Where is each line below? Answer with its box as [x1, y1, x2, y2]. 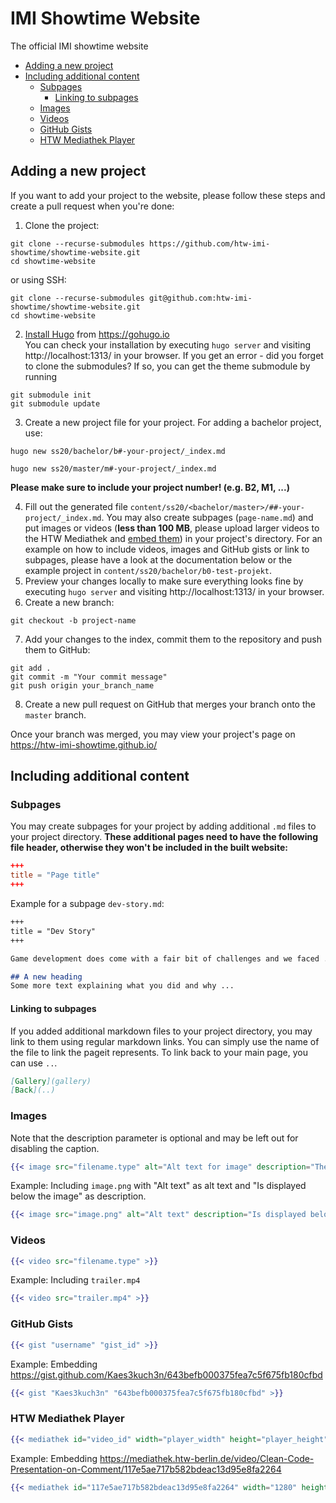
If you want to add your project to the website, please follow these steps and [10, 189, 326, 201]
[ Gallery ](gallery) [10, 1076, 92, 1086]
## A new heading [10, 972, 83, 982]
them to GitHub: [24, 643, 91, 656]
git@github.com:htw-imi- [148, 293, 253, 303]
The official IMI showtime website [10, 40, 149, 52]
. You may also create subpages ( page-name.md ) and [101, 511, 314, 523]
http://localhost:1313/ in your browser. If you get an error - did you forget [24, 349, 324, 361]
